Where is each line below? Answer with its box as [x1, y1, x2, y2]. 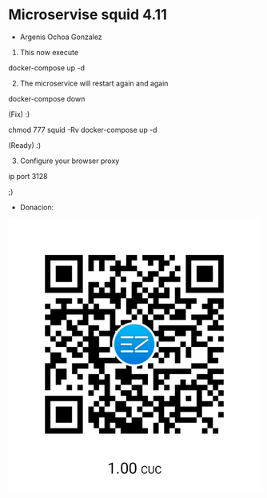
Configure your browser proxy [19, 156, 120, 165]
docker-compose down [8, 94, 86, 103]
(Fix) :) [8, 110, 30, 119]
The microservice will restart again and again [19, 78, 169, 88]
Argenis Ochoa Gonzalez [19, 32, 102, 42]
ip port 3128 [8, 171, 48, 181]
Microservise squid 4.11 [8, 6, 168, 24]
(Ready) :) [8, 140, 42, 149]
